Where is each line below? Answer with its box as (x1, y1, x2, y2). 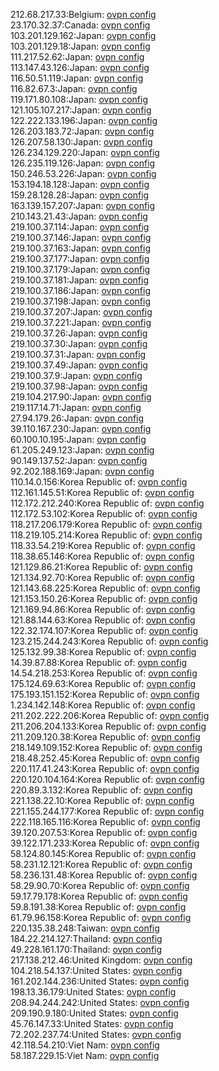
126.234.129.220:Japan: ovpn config (10, 147, 160, 158)
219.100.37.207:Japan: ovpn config (10, 306, 153, 318)
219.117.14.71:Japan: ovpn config (10, 402, 142, 413)
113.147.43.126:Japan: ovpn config (10, 62, 150, 73)
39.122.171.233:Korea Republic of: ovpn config (10, 837, 200, 849)
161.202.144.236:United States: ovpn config (10, 975, 190, 987)
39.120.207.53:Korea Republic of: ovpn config (10, 827, 198, 838)
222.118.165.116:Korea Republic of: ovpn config (10, 816, 201, 828)
